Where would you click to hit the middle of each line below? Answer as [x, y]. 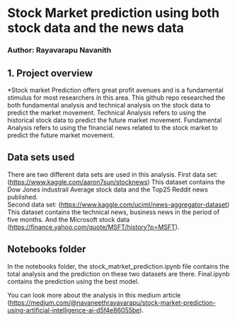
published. [23, 197]
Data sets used [41, 157]
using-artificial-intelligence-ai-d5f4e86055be [74, 310]
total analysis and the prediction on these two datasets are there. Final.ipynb [118, 274]
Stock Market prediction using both [114, 13]
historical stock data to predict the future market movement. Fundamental [115, 120]
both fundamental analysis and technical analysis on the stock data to [109, 105]
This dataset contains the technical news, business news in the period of [114, 212]
